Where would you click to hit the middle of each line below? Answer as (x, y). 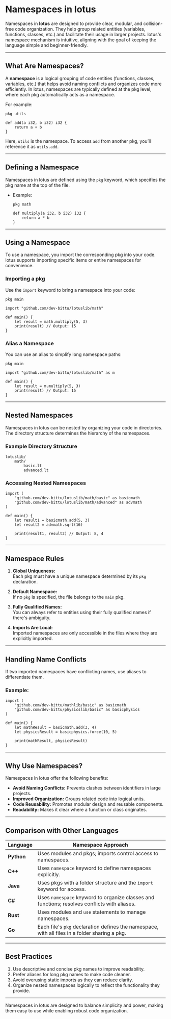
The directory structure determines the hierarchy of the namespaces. (78, 433)
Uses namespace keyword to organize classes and (96, 897)
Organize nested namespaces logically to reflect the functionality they (86, 985)
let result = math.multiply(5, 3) (51, 322)
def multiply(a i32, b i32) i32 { (49, 213)
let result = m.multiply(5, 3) (48, 386)
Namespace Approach (100, 845)
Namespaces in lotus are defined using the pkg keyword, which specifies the (85, 180)
